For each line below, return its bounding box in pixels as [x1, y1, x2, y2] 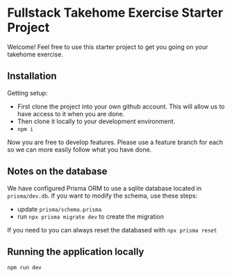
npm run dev [7, 264, 42, 271]
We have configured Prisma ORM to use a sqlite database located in [7, 184, 202, 192]
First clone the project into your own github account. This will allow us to [17, 102, 225, 111]
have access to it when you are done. [17, 109, 125, 118]
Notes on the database [7, 166, 108, 177]
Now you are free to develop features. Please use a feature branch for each [7, 138, 224, 146]
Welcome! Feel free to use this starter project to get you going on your [7, 42, 208, 51]
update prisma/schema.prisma [17, 205, 102, 213]
